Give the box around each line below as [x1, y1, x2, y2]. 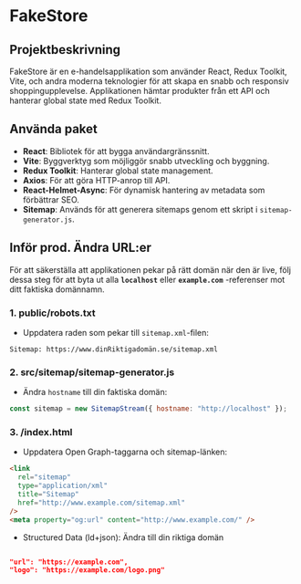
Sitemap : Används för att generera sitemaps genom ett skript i [22, 203, 258, 214]
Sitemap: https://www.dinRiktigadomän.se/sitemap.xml [9, 344, 219, 354]
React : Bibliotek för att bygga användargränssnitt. [22, 145, 210, 156]
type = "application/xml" [17, 481, 108, 491]
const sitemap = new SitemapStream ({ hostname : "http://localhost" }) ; [9, 404, 287, 413]
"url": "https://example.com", [9, 558, 129, 567]
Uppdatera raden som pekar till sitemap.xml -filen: [22, 327, 210, 338]
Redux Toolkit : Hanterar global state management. [22, 165, 213, 176]
